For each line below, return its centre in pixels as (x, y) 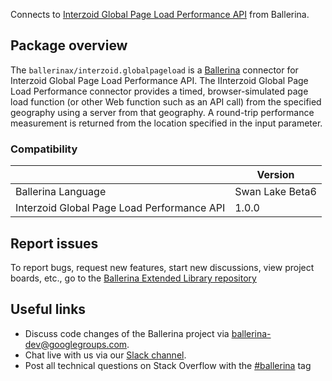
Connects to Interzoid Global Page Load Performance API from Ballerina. (160, 14)
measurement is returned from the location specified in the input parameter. (166, 123)
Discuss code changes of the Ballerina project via (127, 333)
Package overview (69, 45)
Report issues (54, 243)
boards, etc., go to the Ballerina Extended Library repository (133, 278)
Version (275, 175)
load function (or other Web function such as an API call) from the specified (166, 101)
